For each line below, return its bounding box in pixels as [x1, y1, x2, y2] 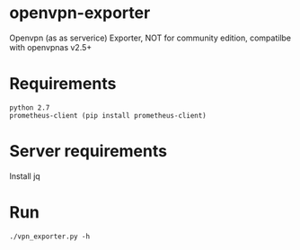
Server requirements [9, 141, 168, 162]
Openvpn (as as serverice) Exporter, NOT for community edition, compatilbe [9, 32, 292, 43]
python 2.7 [9, 103, 50, 112]
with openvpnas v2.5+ [9, 41, 93, 52]
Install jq [9, 170, 40, 182]
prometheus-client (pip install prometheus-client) [9, 111, 207, 120]
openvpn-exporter [9, 3, 151, 23]
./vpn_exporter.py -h [9, 232, 91, 241]
